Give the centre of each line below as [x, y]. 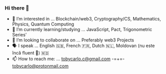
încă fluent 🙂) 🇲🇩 [31, 53]
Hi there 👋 [17, 8]
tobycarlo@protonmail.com [40, 66]
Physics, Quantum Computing [43, 24]
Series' [19, 35]
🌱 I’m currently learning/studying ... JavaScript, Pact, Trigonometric [82, 29]
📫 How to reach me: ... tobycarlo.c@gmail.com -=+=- [68, 59]
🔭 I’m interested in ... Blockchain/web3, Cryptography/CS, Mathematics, [86, 19]
